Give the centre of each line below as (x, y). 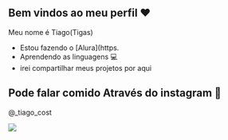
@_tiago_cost (30, 112)
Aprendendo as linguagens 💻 (69, 56)
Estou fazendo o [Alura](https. (69, 48)
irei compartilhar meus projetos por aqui (86, 68)
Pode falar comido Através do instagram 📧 (115, 93)
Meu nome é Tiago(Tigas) (51, 32)
